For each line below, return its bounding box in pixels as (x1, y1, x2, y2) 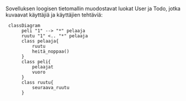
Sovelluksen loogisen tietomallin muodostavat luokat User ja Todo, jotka (5, 5, 181, 12)
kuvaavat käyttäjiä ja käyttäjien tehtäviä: (5, 11, 103, 18)
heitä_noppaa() (31, 48, 69, 54)
